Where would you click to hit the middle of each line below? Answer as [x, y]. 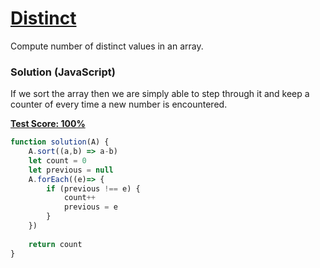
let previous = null [71, 170]
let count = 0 [57, 160]
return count [55, 244]
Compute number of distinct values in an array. [107, 46]
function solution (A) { [60, 142]
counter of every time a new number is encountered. [119, 104]
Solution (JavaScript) [63, 72]
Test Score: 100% [48, 124]
